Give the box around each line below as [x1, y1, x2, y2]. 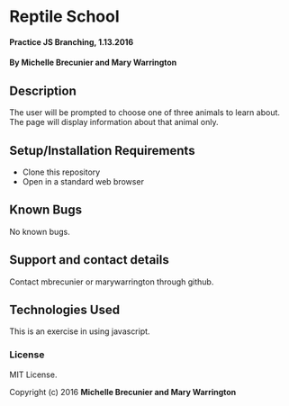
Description [9, 83, 77, 98]
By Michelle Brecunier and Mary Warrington [9, 57, 177, 68]
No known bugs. [9, 226, 70, 237]
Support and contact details [9, 252, 169, 267]
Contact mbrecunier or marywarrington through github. [9, 276, 214, 287]
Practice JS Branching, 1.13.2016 [9, 36, 134, 47]
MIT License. [9, 369, 58, 380]
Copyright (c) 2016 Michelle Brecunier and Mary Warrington [9, 386, 237, 397]
